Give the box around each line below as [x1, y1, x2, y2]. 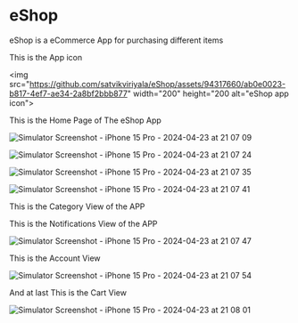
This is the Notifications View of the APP [9, 218, 158, 229]
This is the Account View [9, 253, 101, 263]
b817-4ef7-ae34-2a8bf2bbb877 [9, 88, 128, 99]
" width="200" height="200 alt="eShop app [127, 88, 290, 99]
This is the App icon [9, 52, 83, 62]
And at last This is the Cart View [9, 287, 128, 298]
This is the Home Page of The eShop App [9, 115, 162, 125]
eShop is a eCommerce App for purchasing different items [9, 35, 224, 45]
